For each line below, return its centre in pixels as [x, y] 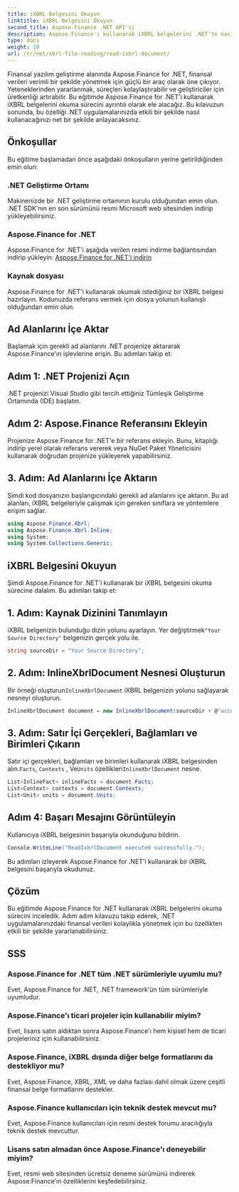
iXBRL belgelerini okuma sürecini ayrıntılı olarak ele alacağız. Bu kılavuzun [116, 104]
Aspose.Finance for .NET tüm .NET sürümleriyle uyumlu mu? [115, 974]
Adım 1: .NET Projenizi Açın [69, 376]
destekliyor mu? [36, 1066]
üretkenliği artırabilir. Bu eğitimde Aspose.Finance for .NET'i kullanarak [111, 96]
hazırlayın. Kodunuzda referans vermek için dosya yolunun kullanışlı [107, 299]
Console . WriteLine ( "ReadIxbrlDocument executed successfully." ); [106, 847]
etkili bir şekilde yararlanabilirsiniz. [58, 931]
